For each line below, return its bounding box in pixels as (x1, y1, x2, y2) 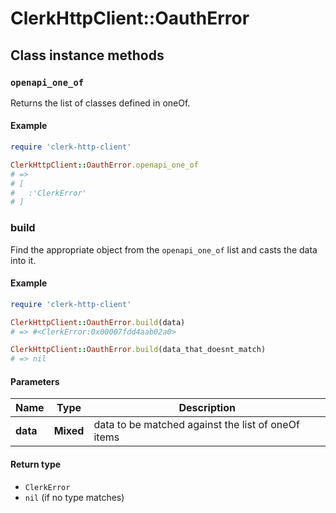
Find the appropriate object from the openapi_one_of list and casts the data (10, 243, 318, 256)
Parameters (10, 375, 60, 387)
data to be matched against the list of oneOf (93, 418, 300, 432)
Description (178, 401, 236, 415)
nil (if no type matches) (24, 491, 125, 503)
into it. (10, 254, 37, 266)
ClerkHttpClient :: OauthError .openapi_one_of (10, 160, 199, 170)
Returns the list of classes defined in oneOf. (10, 97, 191, 109)
